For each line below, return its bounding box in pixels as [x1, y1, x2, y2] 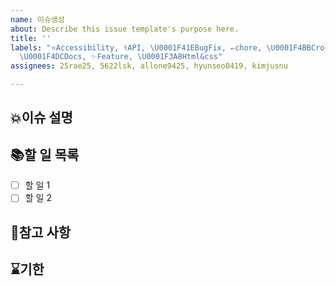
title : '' [10, 33, 52, 43]
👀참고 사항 [10, 224, 72, 241]
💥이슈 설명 [10, 109, 73, 126]
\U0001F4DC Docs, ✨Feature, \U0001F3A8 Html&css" [19, 52, 223, 62]
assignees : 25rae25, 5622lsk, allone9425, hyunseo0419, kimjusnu [10, 61, 288, 71]
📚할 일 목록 [10, 146, 80, 163]
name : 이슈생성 [10, 14, 65, 25]
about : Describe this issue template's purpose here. [10, 24, 240, 34]
